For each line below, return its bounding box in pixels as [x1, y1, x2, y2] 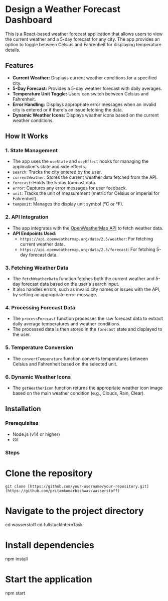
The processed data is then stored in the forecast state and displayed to [12, 326, 162, 332]
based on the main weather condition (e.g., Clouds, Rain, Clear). [12, 390, 145, 396]
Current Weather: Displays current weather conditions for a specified [12, 74, 157, 81]
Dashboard [5, 14, 53, 26]
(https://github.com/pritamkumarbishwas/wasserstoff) [5, 489, 120, 494]
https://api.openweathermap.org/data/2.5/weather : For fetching [20, 235, 153, 242]
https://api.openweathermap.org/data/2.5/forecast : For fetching [20, 246, 155, 252]
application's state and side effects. [12, 164, 86, 170]
